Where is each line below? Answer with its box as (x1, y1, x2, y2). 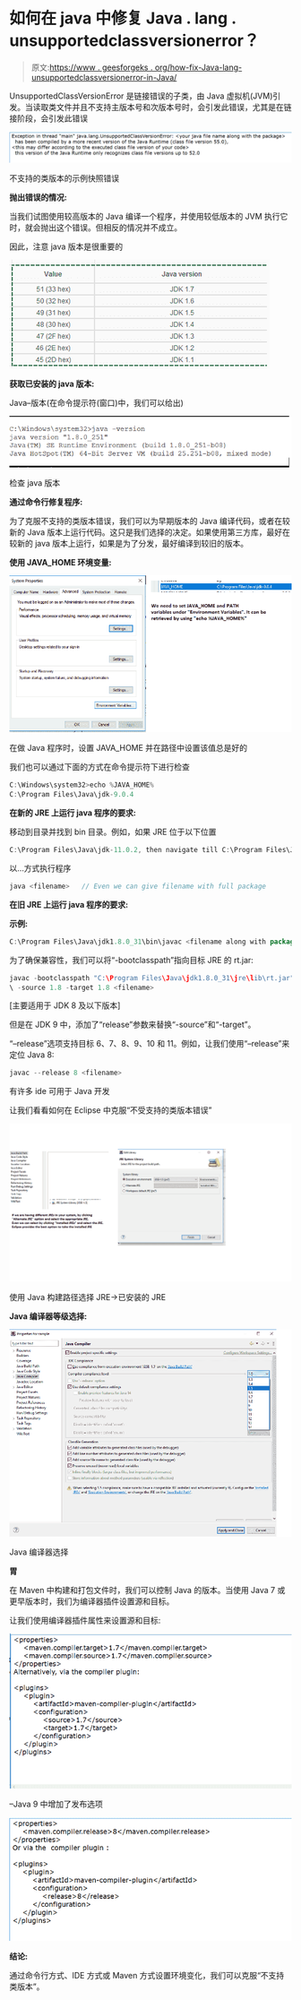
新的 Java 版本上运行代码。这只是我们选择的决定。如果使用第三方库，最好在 (9, 527, 291, 538)
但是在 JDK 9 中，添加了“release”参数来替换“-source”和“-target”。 (9, 1019, 256, 1030)
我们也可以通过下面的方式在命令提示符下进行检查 (9, 762, 190, 772)
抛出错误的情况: (9, 192, 67, 203)
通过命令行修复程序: (9, 496, 83, 507)
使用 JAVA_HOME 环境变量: (9, 557, 112, 568)
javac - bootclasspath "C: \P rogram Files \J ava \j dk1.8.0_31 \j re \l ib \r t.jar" (9, 973, 295, 982)
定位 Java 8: (9, 1049, 55, 1060)
